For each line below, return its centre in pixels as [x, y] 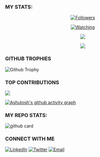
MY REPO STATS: [26, 115]
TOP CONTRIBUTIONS [32, 82]
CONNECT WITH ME [30, 139]
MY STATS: [19, 7]
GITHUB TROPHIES [28, 59]
